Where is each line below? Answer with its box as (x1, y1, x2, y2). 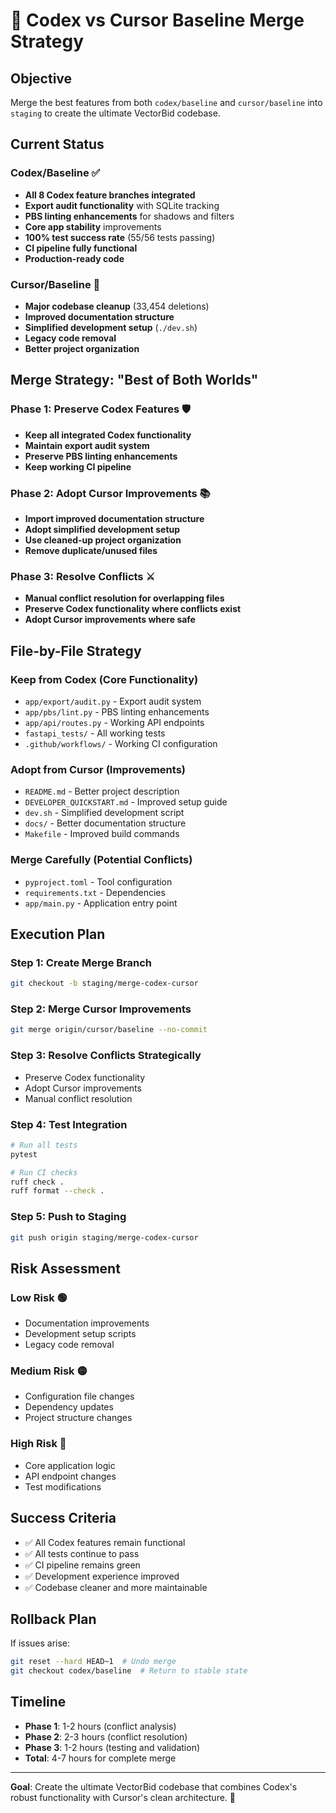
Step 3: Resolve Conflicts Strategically (10, 1049, 202, 1063)
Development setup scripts (24, 1328, 137, 1340)
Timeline (10, 1694, 67, 1711)
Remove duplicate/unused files (24, 544, 158, 556)
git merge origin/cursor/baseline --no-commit (10, 1025, 208, 1035)
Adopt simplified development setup (24, 523, 181, 535)
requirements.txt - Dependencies (24, 886, 166, 898)
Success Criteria (10, 1510, 117, 1527)
